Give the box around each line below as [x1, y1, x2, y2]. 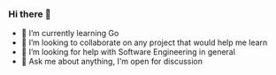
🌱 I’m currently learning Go [20, 28, 119, 39]
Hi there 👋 [8, 8, 52, 20]
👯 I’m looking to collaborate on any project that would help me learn [20, 37, 268, 48]
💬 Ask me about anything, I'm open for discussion [20, 56, 203, 67]
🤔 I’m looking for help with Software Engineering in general [20, 47, 236, 57]
